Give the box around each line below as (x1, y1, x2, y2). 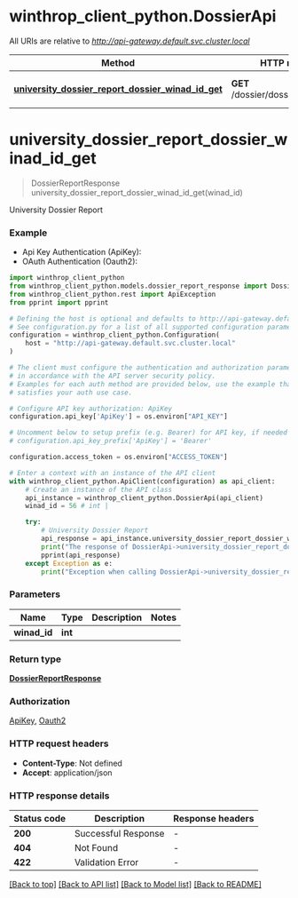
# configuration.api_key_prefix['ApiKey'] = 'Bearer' (9, 437, 213, 446)
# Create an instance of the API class (25, 485, 173, 494)
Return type (9, 653, 62, 665)
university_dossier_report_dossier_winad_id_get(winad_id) (30, 187, 244, 197)
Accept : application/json (21, 767, 113, 778)
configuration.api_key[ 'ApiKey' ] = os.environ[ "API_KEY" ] (9, 412, 228, 421)
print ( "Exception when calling (41, 567, 157, 576)
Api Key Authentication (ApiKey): (21, 247, 142, 258)
